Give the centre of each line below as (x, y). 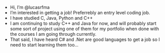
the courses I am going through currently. (53, 34)
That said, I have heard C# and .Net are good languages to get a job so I (85, 39)
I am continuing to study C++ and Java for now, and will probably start (83, 23)
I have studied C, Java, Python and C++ (51, 18)
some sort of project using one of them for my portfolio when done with (85, 29)
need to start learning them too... (44, 45)
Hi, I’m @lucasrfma (30, 7)
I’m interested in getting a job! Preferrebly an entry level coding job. (80, 13)
